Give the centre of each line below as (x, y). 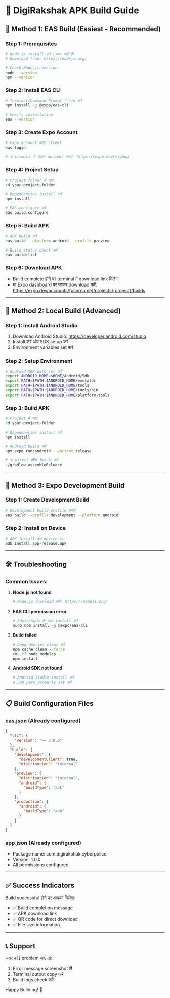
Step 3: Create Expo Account (41, 132)
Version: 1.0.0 (27, 860)
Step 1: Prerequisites (31, 44)
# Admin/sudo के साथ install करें (45, 621)
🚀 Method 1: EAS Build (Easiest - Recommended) (83, 29)
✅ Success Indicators (40, 885)
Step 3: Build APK (27, 408)
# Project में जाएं (22, 419)
